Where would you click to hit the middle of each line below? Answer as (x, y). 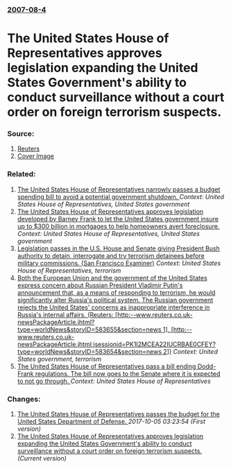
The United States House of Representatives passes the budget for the (118, 414)
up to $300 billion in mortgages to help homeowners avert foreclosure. (118, 226)
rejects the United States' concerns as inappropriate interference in (113, 307)
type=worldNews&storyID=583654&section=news (89, 351)
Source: (21, 134)
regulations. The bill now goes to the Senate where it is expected (128, 373)
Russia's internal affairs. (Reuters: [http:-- (77, 314)
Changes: (24, 399)
